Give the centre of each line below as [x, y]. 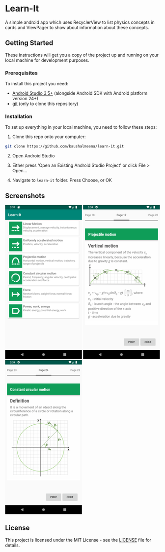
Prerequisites [21, 73]
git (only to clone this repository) [45, 104]
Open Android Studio [33, 156]
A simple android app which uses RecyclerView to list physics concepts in [80, 22]
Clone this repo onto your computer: [49, 137]
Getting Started [29, 43]
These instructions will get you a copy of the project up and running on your [82, 55]
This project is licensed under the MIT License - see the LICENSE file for [78, 540]
